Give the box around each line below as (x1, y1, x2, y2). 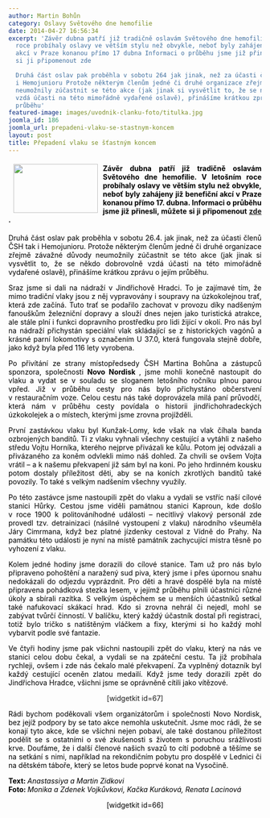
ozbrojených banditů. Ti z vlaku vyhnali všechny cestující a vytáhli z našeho (8, 434, 262, 443)
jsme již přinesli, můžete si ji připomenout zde (103, 206, 262, 216)
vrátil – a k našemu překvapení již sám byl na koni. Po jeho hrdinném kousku (8, 459, 262, 469)
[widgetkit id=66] (106, 799, 164, 810)
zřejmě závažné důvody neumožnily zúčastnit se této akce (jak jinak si (8, 250, 262, 260)
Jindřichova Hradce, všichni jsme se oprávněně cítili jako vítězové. (8, 678, 229, 687)
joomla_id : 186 (8, 116, 59, 125)
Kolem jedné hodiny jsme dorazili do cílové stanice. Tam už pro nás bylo (8, 559, 262, 569)
